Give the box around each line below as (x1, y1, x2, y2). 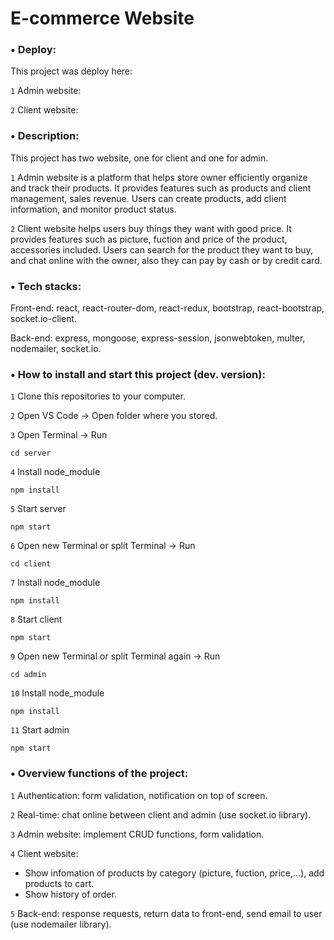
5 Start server (10, 503, 67, 515)
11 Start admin (10, 724, 70, 736)
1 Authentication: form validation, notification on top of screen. (10, 789, 268, 801)
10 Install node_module (10, 687, 105, 699)
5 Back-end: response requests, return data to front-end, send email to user (10, 907, 323, 919)
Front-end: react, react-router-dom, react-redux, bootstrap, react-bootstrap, (10, 302, 325, 314)
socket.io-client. (10, 313, 77, 325)
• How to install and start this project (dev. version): (10, 368, 266, 381)
